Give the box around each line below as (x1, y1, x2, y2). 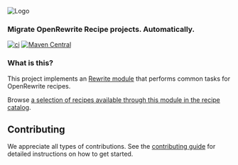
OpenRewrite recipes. (7, 81, 71, 90)
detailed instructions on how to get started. (7, 149, 134, 159)
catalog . (7, 103, 31, 111)
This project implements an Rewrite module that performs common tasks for (7, 74, 231, 83)
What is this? (7, 58, 53, 68)
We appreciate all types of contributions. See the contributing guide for (7, 142, 216, 151)
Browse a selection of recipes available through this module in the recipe (7, 96, 220, 104)
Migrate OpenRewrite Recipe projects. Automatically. (7, 24, 195, 34)
